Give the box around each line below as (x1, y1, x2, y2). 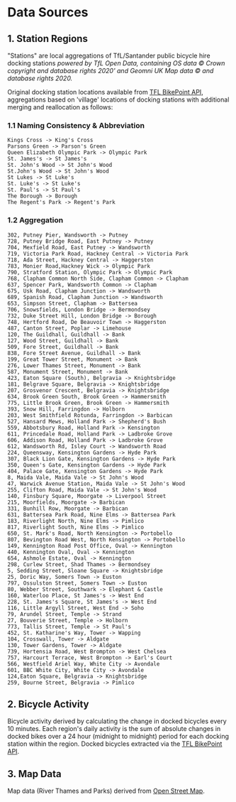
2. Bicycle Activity (7, 698, 89, 710)
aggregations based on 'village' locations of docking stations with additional (7, 95, 230, 104)
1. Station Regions (7, 33, 89, 45)
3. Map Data (7, 768, 62, 780)
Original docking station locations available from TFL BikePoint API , (7, 88, 203, 96)
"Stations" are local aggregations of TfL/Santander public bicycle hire (7, 51, 210, 60)
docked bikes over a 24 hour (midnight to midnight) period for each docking (7, 732, 229, 741)
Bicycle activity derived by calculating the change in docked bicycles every (7, 717, 227, 725)
